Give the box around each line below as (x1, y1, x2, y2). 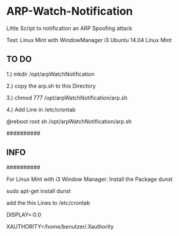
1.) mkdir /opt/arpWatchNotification (6, 70, 95, 78)
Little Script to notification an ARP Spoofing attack (6, 24, 133, 32)
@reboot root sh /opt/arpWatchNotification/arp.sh (6, 117, 132, 125)
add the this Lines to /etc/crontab (6, 199, 90, 206)
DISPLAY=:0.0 (6, 211, 42, 218)
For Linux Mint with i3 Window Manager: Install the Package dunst (6, 175, 173, 183)
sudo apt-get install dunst (6, 187, 71, 194)
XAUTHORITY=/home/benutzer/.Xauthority (6, 223, 114, 230)
